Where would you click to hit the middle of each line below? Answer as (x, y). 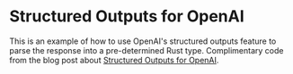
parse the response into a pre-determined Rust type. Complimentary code (146, 50)
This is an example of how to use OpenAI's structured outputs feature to (143, 41)
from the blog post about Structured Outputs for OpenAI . (114, 60)
